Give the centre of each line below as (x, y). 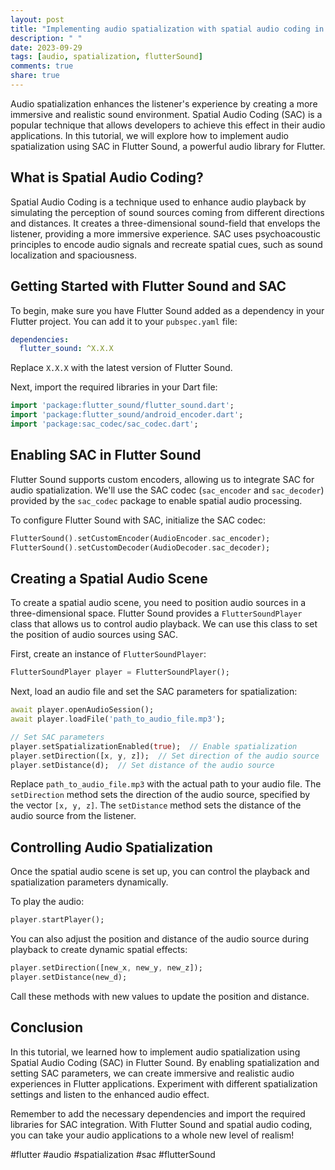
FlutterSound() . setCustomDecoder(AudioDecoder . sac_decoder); (140, 547)
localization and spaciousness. (74, 255)
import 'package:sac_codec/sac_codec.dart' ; (104, 424)
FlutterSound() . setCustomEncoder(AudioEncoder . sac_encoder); (140, 538)
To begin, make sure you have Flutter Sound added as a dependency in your (167, 310)
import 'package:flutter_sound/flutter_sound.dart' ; (122, 406)
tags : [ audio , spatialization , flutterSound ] (106, 57)
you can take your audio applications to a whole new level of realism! (152, 1135)
